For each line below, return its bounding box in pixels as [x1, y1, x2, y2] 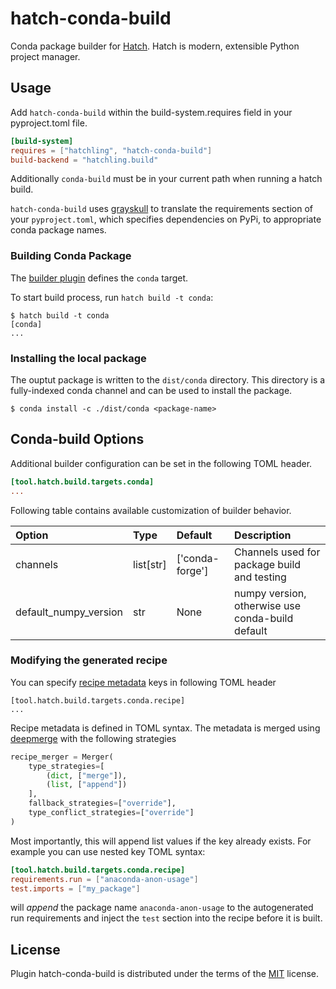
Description [234, 528, 292, 542]
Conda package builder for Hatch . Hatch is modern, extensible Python [10, 40, 300, 52]
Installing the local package [10, 351, 147, 365]
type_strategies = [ [28, 761, 105, 771]
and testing [234, 570, 287, 584]
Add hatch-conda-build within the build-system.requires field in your [10, 106, 293, 118]
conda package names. [10, 224, 107, 236]
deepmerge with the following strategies [10, 732, 177, 744]
